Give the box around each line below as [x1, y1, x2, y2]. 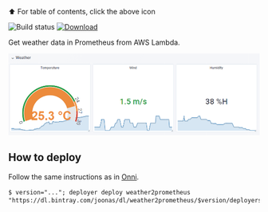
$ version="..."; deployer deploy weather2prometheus [8, 188, 191, 196]
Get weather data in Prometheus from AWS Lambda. [8, 37, 181, 47]
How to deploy [8, 151, 82, 164]
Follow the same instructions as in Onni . [8, 171, 140, 182]
